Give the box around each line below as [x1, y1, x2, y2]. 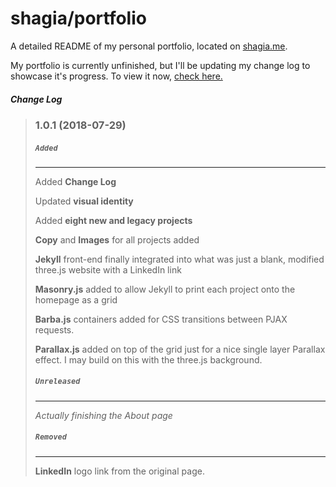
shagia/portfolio [10, 7, 147, 30]
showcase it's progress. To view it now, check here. [10, 70, 223, 82]
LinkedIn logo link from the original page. [34, 465, 205, 477]
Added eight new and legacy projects [34, 214, 193, 226]
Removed [34, 432, 67, 442]
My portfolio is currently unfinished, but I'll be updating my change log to [10, 59, 311, 71]
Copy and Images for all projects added [34, 233, 200, 246]
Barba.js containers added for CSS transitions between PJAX [34, 313, 288, 325]
